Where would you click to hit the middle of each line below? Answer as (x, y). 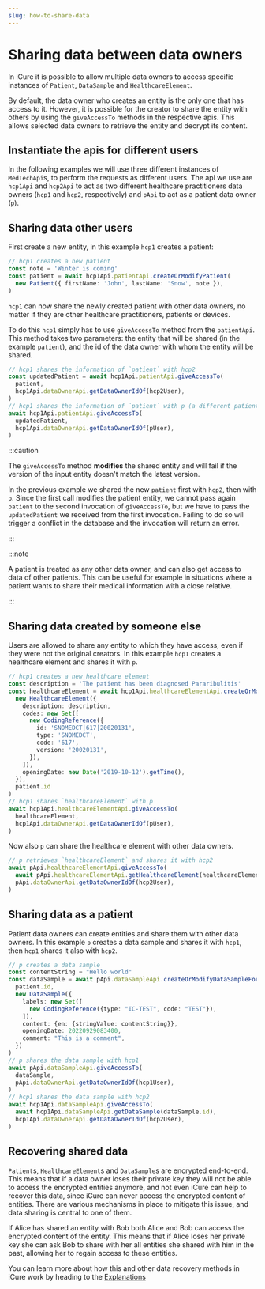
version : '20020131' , (72, 750)
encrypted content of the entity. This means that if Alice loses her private (127, 1236)
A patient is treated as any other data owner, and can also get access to (125, 569)
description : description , (67, 706)
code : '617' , (58, 743)
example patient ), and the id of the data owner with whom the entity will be (131, 346)
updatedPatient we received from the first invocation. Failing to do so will (127, 515)
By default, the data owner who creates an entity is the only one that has (126, 100)
